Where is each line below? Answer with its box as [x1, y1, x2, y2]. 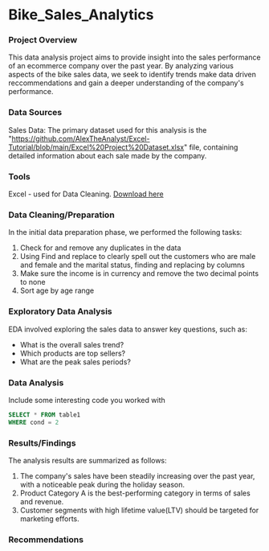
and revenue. [19, 497, 64, 507]
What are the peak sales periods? [19, 356, 131, 367]
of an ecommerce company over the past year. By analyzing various [8, 61, 234, 71]
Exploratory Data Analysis [8, 306, 112, 317]
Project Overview [8, 35, 78, 46]
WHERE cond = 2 [8, 418, 59, 426]
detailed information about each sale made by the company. [8, 150, 207, 160]
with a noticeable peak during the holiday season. [19, 480, 185, 490]
